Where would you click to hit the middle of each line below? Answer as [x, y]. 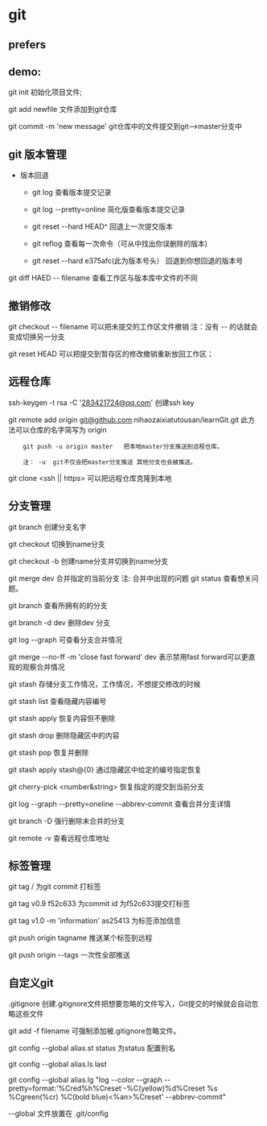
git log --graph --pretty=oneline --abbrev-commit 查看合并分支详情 [120, 804]
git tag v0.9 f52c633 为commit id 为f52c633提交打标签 [99, 904]
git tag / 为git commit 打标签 [55, 887]
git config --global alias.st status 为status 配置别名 [92, 1048]
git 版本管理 [37, 154]
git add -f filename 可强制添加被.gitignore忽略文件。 [94, 1031]
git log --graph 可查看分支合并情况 [66, 640]
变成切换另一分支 [37, 337]
